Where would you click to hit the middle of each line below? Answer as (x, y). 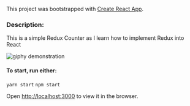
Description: (25, 25)
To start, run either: (32, 70)
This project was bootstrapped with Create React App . (75, 9)
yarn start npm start (33, 85)
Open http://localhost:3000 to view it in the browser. (72, 96)
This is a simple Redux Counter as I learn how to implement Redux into (95, 38)
